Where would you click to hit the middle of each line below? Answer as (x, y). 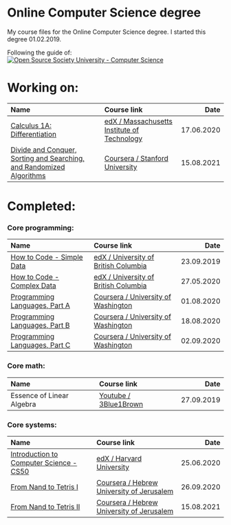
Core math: (26, 366)
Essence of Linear (40, 395)
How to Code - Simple (47, 257)
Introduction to (34, 454)
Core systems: (32, 424)
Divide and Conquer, (44, 150)
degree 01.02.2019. (34, 39)
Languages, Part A (40, 306)
